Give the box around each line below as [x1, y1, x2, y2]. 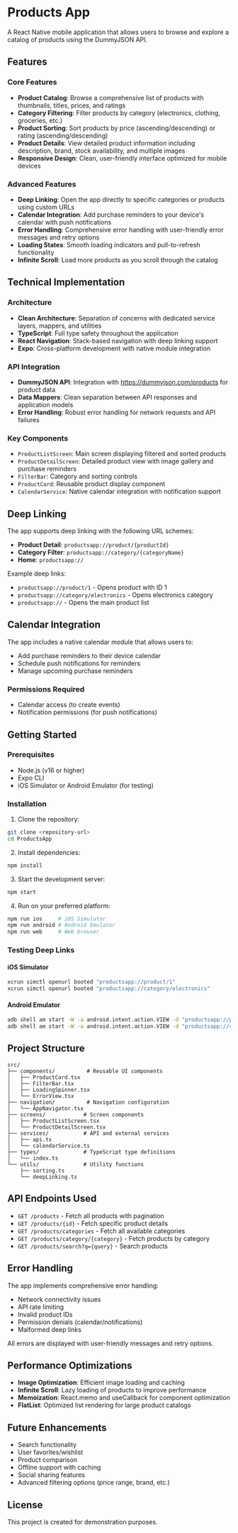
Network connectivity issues [17, 1295, 101, 1303]
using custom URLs [17, 203, 75, 211]
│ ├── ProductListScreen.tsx [7, 1117, 100, 1124]
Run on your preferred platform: [17, 901, 111, 910]
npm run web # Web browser [7, 928, 100, 935]
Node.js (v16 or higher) [17, 765, 85, 775]
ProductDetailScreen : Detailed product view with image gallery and [17, 457, 214, 466]
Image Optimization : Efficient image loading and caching [17, 1378, 186, 1387]
